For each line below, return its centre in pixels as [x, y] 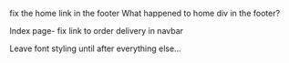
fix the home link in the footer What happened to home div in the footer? [145, 13]
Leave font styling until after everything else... [95, 48]
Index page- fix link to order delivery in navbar [97, 31]
